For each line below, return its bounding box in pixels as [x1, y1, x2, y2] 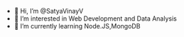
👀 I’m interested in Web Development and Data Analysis [13, 14, 178, 23]
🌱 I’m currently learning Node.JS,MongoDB [13, 22, 141, 30]
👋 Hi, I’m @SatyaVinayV [13, 7, 84, 15]
